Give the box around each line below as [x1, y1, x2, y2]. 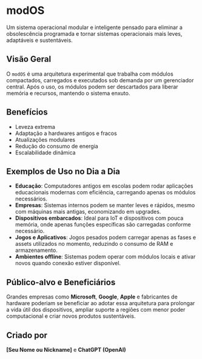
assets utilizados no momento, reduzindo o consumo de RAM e [15, 240, 173, 248]
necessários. [15, 195, 47, 203]
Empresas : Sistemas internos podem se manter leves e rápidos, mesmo [15, 202, 195, 209]
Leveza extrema [15, 123, 56, 130]
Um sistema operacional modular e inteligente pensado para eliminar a [6, 24, 183, 31]
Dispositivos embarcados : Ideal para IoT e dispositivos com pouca [15, 214, 184, 222]
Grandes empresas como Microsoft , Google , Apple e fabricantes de [6, 293, 178, 300]
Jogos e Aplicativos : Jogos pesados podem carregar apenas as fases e [15, 234, 196, 241]
